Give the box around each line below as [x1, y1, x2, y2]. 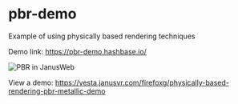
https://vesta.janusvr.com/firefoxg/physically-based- [54, 78, 230, 87]
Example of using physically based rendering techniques [8, 31, 196, 41]
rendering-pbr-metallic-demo [8, 86, 106, 96]
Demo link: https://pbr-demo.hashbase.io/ [8, 46, 147, 56]
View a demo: [8, 78, 54, 87]
